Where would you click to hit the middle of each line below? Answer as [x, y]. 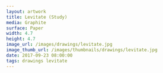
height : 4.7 [21, 39]
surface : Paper [25, 28]
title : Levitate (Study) [37, 17]
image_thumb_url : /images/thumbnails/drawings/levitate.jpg [82, 50]
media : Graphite [26, 22]
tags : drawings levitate [37, 61]
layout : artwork [26, 11]
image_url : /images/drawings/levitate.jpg [59, 45]
